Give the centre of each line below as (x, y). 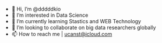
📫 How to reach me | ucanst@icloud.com (62, 34)
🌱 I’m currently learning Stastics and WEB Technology (76, 21)
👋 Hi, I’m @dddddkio (36, 9)
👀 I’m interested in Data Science (50, 15)
